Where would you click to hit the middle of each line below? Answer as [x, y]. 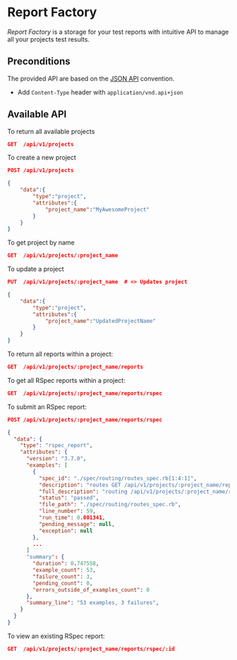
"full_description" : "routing [83, 491]
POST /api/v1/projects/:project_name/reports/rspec [85, 420]
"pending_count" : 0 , [63, 583]
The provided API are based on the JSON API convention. [91, 78]
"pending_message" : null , [77, 524]
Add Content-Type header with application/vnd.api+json [100, 92]
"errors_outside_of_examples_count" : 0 [91, 589]
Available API [37, 115]
